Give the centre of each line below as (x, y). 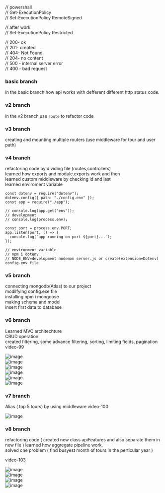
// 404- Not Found (24, 53)
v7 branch (18, 396)
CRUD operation (22, 336)
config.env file (22, 263)
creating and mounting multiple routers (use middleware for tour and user (80, 140)
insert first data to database (34, 307)
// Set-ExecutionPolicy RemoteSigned (43, 18)
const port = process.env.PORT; (39, 228)
